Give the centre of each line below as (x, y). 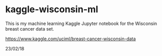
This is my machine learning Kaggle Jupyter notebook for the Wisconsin (81, 23)
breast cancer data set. (30, 29)
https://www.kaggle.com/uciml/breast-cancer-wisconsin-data (71, 39)
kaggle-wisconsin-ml (52, 9)
